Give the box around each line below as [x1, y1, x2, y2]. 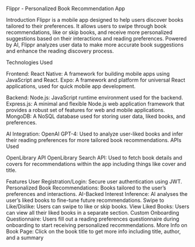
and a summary [6, 234, 44, 241]
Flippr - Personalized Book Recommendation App [6, 5, 125, 12]
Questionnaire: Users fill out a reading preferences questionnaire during [6, 215, 180, 222]
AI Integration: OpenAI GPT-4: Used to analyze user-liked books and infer [6, 130, 183, 137]
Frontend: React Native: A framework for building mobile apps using [6, 70, 170, 77]
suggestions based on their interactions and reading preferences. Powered [6, 35, 187, 42]
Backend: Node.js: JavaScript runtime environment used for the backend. [6, 94, 183, 101]
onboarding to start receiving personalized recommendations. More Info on [6, 222, 187, 228]
